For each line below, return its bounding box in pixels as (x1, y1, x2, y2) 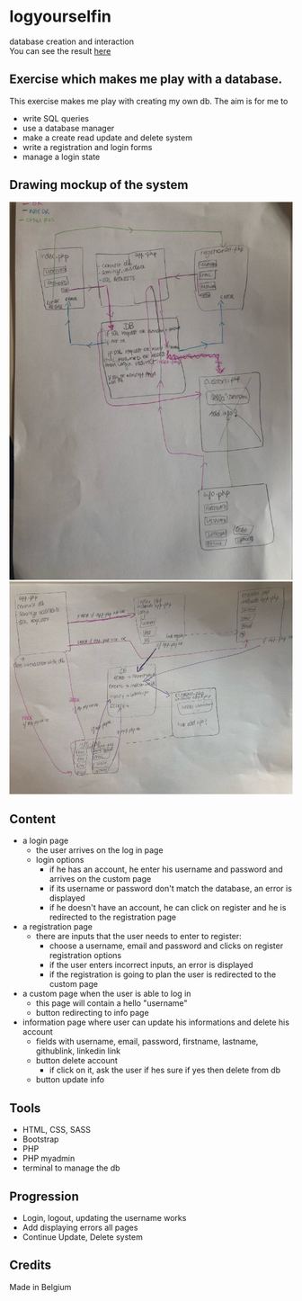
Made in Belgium (9, 1281, 72, 1292)
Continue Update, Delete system (22, 1232, 144, 1243)
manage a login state (22, 151, 101, 162)
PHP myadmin (22, 1153, 75, 1164)
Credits (9, 1258, 52, 1273)
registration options (49, 950, 122, 961)
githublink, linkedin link (35, 1045, 121, 1056)
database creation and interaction (9, 36, 135, 47)
